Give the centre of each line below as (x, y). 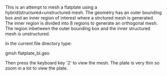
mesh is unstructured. (28, 34)
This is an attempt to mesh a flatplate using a (51, 7)
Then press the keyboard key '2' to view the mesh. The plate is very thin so (82, 63)
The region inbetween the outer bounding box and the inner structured (78, 28)
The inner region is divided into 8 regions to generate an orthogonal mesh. (82, 23)
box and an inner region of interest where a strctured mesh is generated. (80, 18)
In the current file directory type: (39, 43)
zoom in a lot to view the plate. (37, 68)
